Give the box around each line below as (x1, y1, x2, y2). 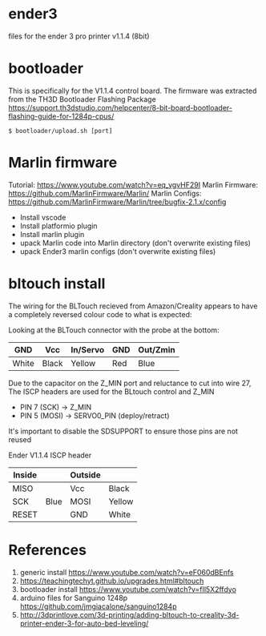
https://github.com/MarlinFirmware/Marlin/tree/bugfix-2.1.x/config (8, 197, 227, 207)
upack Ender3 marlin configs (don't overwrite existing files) (19, 246, 216, 256)
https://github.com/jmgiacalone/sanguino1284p (19, 602, 177, 611)
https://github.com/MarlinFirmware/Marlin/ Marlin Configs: (8, 188, 202, 198)
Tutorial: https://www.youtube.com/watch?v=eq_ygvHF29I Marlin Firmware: (8, 179, 259, 189)
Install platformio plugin (19, 221, 98, 231)
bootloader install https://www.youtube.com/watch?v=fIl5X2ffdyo (19, 584, 236, 594)
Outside (70, 469, 102, 481)
